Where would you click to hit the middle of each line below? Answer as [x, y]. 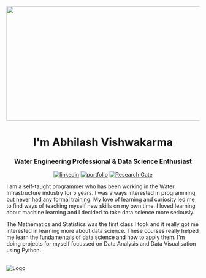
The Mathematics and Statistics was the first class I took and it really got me [103, 224]
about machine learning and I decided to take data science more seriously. [101, 213]
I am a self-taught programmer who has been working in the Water [90, 186]
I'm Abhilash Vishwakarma [103, 142]
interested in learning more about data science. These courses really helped [103, 231]
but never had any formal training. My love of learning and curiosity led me [101, 199]
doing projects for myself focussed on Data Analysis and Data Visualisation [101, 244]
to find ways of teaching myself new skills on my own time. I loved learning [101, 206]
